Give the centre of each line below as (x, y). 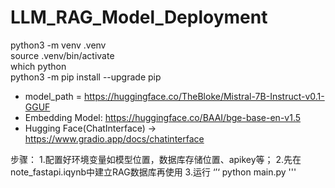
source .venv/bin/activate (62, 55)
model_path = (53, 96)
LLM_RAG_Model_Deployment (139, 17)
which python (38, 66)
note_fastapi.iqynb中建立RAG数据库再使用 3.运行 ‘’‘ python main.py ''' (153, 172)
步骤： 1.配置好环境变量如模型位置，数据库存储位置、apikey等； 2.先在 (156, 159)
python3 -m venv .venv (58, 45)
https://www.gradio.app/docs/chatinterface (114, 138)
